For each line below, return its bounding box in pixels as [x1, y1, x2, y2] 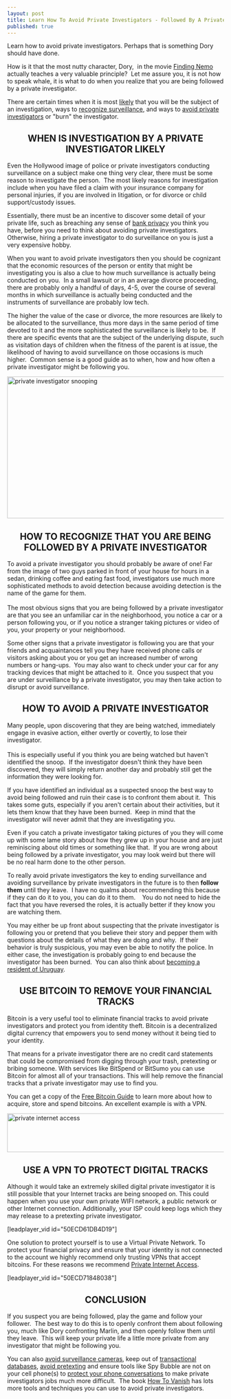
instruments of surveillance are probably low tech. [7, 298, 149, 307]
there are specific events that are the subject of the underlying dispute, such [7, 334, 224, 342]
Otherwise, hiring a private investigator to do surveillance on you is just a [7, 234, 214, 242]
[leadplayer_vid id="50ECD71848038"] [7, 1274, 117, 1282]
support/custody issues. [7, 198, 76, 207]
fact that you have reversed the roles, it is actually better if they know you [7, 900, 215, 909]
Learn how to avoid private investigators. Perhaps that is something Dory [7, 42, 214, 50]
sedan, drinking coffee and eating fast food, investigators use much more [7, 574, 215, 583]
